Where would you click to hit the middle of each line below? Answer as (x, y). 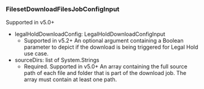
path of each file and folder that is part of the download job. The (105, 73)
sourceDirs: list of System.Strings (57, 60)
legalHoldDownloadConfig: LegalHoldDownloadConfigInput (90, 34)
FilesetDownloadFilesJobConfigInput (63, 9)
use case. (36, 54)
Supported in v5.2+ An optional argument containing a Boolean (104, 41)
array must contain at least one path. (70, 80)
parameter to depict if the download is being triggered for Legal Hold (111, 47)
